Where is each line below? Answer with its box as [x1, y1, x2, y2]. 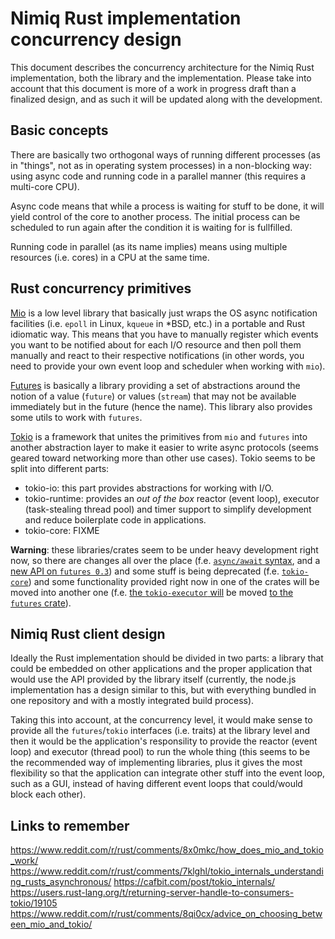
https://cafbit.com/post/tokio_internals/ [113, 876, 276, 888]
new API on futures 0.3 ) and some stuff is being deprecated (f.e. [10, 565, 280, 577]
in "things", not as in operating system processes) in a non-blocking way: [10, 159, 312, 171]
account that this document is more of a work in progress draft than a [10, 82, 297, 94]
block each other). [10, 788, 87, 801]
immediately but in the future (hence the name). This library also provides [10, 400, 313, 412]
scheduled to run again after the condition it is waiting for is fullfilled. [10, 221, 293, 233]
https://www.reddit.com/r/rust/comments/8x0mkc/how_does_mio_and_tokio [10, 844, 324, 856]
